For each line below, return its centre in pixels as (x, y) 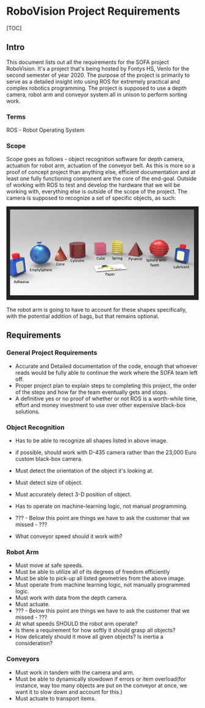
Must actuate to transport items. (56, 698)
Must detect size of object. (49, 483)
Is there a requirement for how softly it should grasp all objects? (95, 630)
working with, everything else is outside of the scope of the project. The (97, 192)
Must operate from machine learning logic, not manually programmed (103, 585)
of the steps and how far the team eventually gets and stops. (92, 392)
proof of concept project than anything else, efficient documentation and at (101, 172)
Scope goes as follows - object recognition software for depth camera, (95, 159)
